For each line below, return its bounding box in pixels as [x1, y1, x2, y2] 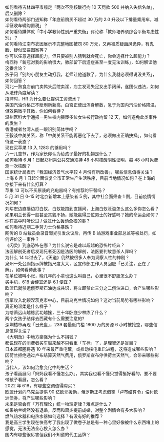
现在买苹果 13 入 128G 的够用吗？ [5, 145, 72, 150]
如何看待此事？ [15, 267, 46, 273]
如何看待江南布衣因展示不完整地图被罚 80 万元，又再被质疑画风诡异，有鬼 [5, 41, 154, 46]
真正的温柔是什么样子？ [5, 303, 52, 309]
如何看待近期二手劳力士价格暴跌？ [5, 224, 74, 230]
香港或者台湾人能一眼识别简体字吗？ [5, 126, 78, 132]
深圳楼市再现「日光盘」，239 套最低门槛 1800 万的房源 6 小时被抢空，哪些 [5, 322, 154, 327]
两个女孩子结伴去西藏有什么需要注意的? [5, 316, 84, 321]
